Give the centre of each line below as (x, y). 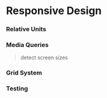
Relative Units (26, 29)
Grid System (24, 73)
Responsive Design (54, 11)
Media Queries (27, 45)
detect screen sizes (44, 58)
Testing (17, 89)
